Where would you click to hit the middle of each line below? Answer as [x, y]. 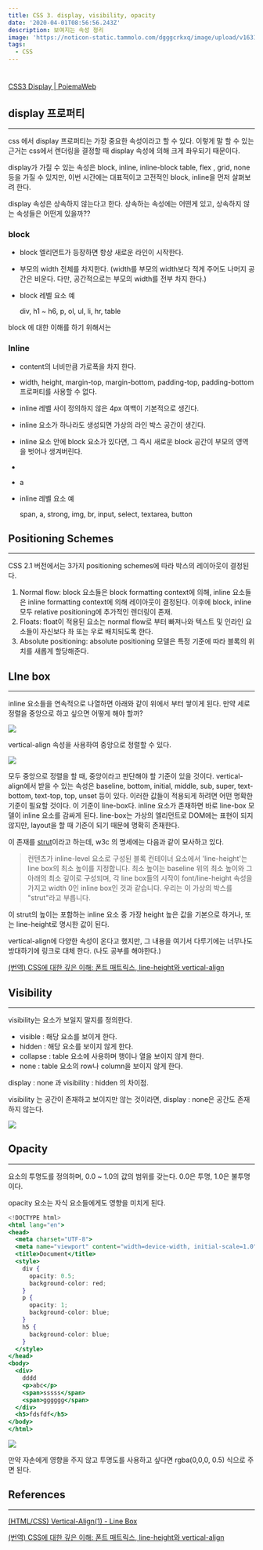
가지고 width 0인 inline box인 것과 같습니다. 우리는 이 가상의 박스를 [130, 888]
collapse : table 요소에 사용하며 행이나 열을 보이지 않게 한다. [112, 1056]
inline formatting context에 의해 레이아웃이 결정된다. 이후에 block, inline [140, 602]
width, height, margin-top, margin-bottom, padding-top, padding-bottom [137, 382]
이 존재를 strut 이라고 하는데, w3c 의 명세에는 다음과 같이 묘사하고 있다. [116, 842]
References [37, 1495]
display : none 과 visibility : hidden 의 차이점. [78, 1083]
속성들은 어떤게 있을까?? [53, 213]
